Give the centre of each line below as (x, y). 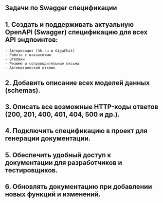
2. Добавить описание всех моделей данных (77, 83)
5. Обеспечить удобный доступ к (58, 155)
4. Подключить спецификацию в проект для (76, 131)
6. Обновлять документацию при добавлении (79, 187)
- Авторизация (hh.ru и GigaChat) (40, 51)
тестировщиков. (31, 170)
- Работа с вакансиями (28, 55)
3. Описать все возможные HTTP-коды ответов (82, 107)
